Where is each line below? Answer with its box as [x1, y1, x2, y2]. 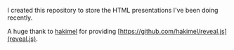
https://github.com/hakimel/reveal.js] [119, 27, 227, 35]
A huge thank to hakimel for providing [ [7, 27, 121, 35]
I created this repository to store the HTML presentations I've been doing [7, 6, 219, 14]
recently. [7, 13, 33, 22]
